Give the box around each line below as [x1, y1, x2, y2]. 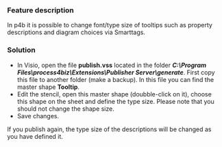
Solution [7, 45, 36, 55]
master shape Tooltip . [16, 83, 80, 91]
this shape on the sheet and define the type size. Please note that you [16, 97, 214, 105]
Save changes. [16, 111, 60, 120]
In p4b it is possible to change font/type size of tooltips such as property [7, 21, 212, 29]
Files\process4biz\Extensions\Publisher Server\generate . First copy [16, 68, 215, 77]
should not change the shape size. [16, 105, 114, 113]
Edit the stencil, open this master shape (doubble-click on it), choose [16, 90, 212, 98]
